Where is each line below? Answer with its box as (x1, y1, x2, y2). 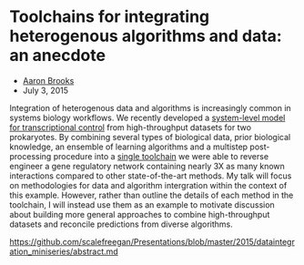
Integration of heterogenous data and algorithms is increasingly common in (9, 102, 291, 113)
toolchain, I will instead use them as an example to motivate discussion (9, 199, 275, 210)
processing (9, 150, 52, 161)
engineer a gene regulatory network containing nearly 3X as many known (9, 160, 285, 171)
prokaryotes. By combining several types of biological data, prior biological (9, 131, 291, 142)
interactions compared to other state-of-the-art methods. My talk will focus (9, 170, 292, 181)
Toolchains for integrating (9, 6, 210, 27)
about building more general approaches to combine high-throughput (9, 209, 270, 219)
